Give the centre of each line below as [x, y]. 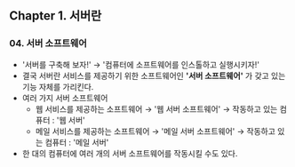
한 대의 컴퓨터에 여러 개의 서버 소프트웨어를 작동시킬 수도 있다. [130, 153]
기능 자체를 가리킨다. [58, 86]
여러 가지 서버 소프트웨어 [65, 98]
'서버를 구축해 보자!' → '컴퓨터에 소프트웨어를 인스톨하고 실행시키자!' [141, 64]
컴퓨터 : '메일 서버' [77, 142]
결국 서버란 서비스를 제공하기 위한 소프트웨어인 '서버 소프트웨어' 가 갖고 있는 [154, 76]
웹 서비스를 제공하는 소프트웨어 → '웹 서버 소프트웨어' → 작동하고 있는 [156, 108]
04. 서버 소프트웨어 [48, 44]
